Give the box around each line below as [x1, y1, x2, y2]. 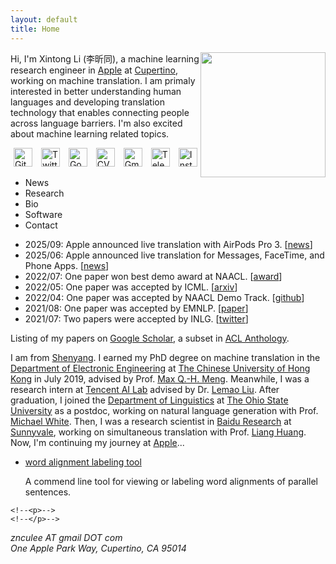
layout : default [10, 14, 78, 25]
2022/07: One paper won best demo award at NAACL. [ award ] [24, 270, 283, 282]
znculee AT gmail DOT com [10, 531, 123, 543]
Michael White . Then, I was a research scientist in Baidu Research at [10, 415, 292, 427]
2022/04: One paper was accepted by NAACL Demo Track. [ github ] [24, 291, 305, 303]
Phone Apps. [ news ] [24, 259, 110, 271]
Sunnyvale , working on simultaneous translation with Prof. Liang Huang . [10, 426, 307, 438]
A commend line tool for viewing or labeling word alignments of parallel [24, 475, 318, 487]
